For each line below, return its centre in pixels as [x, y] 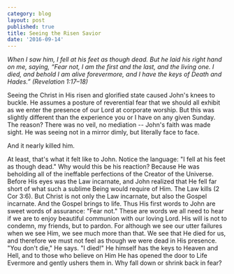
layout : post [26, 20]
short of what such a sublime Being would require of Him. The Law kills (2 [114, 189]
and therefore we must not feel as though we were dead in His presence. [112, 241]
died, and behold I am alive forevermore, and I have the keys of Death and [115, 75]
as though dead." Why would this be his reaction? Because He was [104, 167]
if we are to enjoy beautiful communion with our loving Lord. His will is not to [117, 219]
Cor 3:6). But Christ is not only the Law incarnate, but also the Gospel [107, 197]
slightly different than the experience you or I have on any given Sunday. [111, 117]
